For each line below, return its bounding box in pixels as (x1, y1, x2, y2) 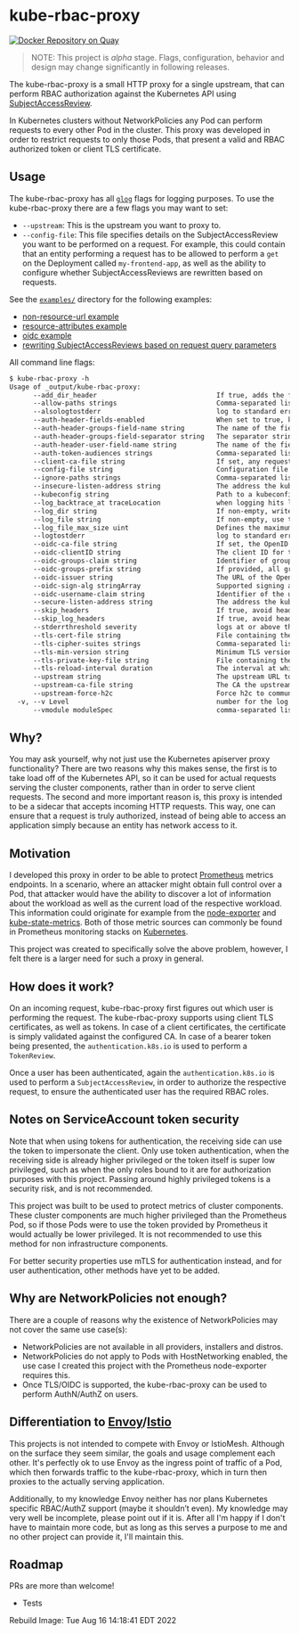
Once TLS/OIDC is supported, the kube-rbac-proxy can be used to (21, 1379, 267, 1390)
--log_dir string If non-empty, (32, 506, 269, 515)
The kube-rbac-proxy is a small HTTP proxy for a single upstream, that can (9, 78, 285, 89)
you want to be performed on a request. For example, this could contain (21, 238, 286, 250)
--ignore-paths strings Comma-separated (32, 473, 277, 482)
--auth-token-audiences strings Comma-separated (32, 448, 277, 457)
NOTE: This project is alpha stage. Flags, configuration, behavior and (30, 52, 285, 62)
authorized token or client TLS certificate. (9, 144, 162, 154)
